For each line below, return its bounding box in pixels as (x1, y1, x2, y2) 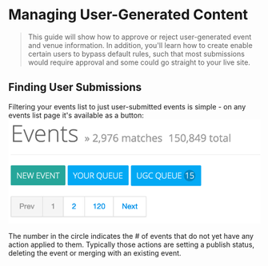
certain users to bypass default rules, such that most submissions (27, 49, 246, 58)
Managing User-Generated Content (8, 6, 249, 24)
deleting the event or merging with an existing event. (8, 248, 182, 258)
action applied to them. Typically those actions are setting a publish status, (8, 240, 254, 249)
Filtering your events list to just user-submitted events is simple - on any (8, 101, 246, 111)
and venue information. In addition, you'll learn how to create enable (27, 40, 254, 50)
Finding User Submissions (8, 81, 142, 94)
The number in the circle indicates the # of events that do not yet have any (8, 232, 254, 241)
